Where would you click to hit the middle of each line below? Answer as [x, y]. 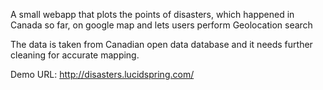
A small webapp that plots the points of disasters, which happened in [152, 14]
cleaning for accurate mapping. [75, 55]
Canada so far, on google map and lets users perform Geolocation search [161, 25]
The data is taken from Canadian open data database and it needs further [161, 44]
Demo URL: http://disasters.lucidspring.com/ [102, 74]
